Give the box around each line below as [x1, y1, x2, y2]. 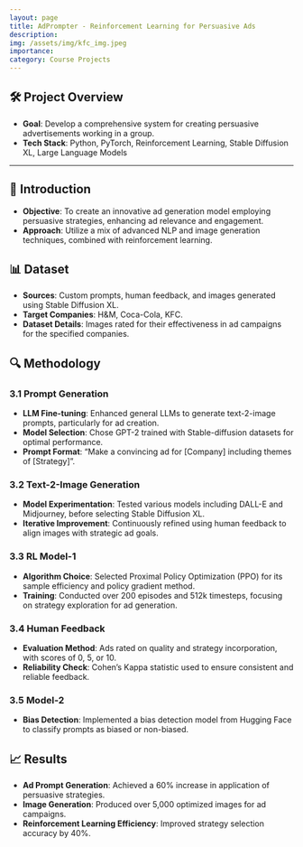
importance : [9, 47, 54, 56]
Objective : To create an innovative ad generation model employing [22, 205, 271, 217]
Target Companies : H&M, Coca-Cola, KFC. [22, 309, 183, 321]
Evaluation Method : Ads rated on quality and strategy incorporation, [22, 643, 278, 654]
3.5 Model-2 [9, 693, 65, 706]
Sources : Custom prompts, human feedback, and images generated [22, 290, 277, 301]
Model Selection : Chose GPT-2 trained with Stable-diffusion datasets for [22, 427, 294, 438]
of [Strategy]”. [22, 456, 76, 467]
